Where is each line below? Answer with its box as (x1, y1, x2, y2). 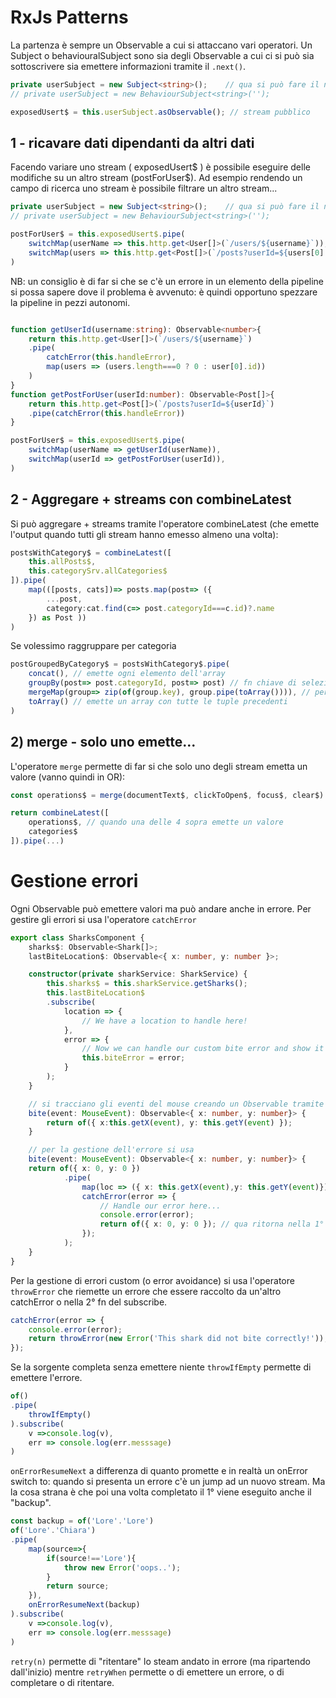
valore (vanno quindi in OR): (10, 771, 126, 783)
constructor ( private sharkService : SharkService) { (28, 969, 248, 980)
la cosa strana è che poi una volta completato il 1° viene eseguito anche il (10, 1486, 312, 1498)
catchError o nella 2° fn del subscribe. (10, 1296, 168, 1308)
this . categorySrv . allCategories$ (28, 566, 168, 576)
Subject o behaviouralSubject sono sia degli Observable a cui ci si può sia (10, 49, 315, 61)
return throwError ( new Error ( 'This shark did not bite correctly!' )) (28, 1334, 325, 1344)
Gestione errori (10, 870, 139, 893)
